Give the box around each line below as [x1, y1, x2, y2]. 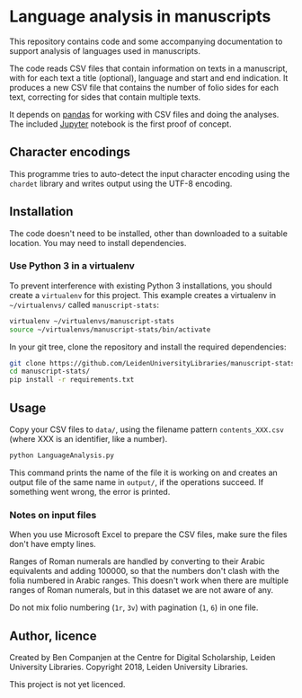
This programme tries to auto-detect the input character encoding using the [9, 168, 290, 179]
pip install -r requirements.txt [9, 376, 135, 384]
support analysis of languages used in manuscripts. [9, 45, 200, 56]
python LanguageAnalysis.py [9, 451, 115, 460]
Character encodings [9, 145, 130, 160]
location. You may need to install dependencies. [9, 237, 187, 248]
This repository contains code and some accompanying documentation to [9, 36, 283, 47]
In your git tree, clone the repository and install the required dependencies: [9, 341, 287, 352]
